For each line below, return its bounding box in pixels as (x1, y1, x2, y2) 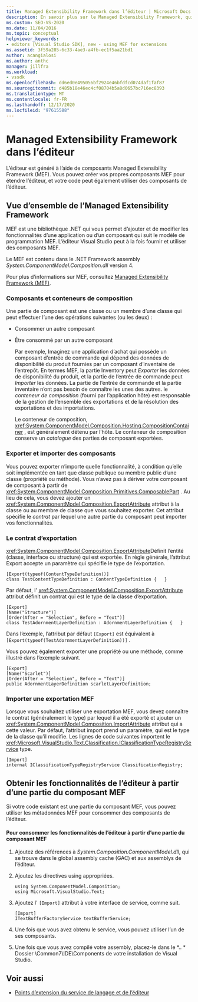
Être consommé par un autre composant (14, 337, 113, 344)
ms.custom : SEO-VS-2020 (6, 19, 65, 25)
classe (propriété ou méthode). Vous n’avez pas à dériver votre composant (6, 475, 187, 482)
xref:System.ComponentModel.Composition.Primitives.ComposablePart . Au (6, 487, 190, 495)
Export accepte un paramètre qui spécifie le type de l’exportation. (6, 560, 166, 567)
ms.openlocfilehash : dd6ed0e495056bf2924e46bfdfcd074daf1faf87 (6, 80, 165, 86)
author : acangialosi (6, 52, 57, 58)
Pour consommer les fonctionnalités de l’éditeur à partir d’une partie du (6, 829, 185, 836)
